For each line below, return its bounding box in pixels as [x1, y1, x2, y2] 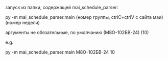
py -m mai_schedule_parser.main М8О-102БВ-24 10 [5, 49, 115, 55]
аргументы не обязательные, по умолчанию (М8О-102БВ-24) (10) [5, 29, 149, 35]
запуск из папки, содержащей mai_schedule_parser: [5, 5, 118, 10]
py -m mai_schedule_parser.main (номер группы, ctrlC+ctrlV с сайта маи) [5, 14, 163, 20]
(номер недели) [5, 20, 40, 25]
